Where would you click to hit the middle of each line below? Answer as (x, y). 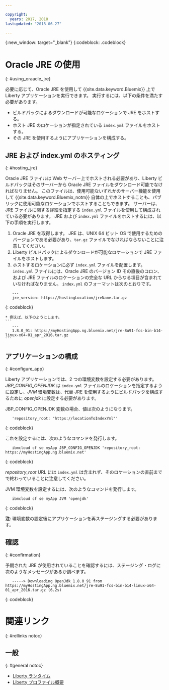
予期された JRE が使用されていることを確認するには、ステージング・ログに (83, 565)
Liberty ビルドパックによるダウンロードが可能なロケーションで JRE (82, 252)
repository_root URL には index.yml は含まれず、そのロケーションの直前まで (84, 472)
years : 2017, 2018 (29, 19)
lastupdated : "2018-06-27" (33, 24)
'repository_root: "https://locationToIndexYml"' (65, 418)
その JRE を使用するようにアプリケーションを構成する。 (71, 138)
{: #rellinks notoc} (24, 635)
